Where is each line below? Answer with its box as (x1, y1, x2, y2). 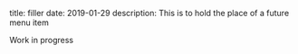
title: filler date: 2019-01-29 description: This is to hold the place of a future (9, 8, 290, 18)
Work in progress (9, 35, 74, 45)
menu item (9, 17, 50, 28)
